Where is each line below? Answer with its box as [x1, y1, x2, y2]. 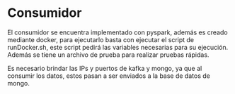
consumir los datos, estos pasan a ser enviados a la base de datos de [7, 72, 210, 80]
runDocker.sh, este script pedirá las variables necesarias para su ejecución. [7, 43, 229, 51]
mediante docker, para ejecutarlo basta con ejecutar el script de [7, 35, 195, 43]
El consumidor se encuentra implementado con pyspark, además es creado [7, 28, 228, 36]
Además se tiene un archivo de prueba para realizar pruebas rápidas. [7, 51, 210, 59]
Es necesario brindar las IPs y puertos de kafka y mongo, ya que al [7, 64, 202, 72]
